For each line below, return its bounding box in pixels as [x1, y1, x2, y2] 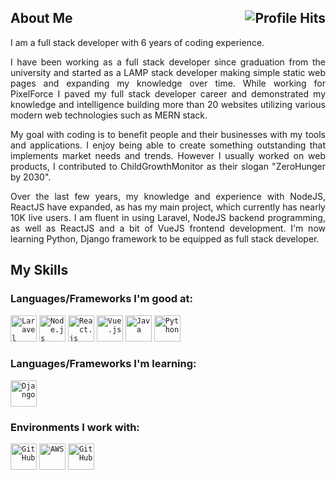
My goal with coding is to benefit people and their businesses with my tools [10, 128, 326, 140]
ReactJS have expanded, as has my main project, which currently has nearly [10, 201, 326, 213]
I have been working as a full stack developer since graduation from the [10, 56, 326, 68]
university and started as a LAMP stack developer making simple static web [10, 66, 326, 78]
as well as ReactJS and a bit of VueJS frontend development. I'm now [10, 222, 326, 234]
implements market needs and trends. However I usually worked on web [10, 149, 326, 161]
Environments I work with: [10, 420, 140, 434]
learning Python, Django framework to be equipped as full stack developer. [10, 232, 320, 245]
